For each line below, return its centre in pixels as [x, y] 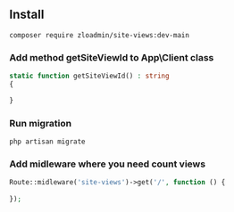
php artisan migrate [48, 142]
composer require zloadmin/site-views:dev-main [100, 35]
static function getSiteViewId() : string [89, 76]
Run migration [41, 123]
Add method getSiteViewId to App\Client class [112, 57]
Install [27, 15]
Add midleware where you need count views [108, 164]
